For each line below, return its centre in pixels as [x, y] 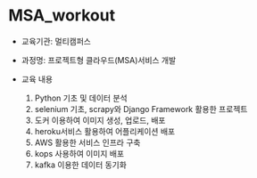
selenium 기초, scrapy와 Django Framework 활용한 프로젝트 [141, 109]
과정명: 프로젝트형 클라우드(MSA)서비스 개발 [99, 60]
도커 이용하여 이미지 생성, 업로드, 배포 [100, 120]
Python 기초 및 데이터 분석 [81, 98]
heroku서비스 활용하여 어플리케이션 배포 [105, 131]
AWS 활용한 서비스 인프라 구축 [87, 142]
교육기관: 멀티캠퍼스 [56, 41]
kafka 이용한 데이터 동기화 [80, 165]
